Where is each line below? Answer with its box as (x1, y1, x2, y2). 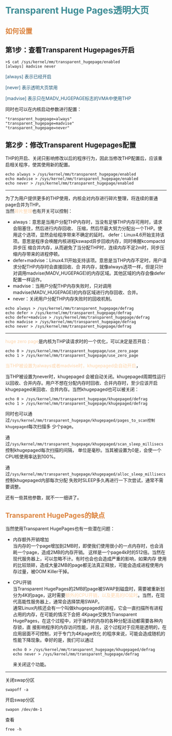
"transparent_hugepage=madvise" (5, 121, 74, 126)
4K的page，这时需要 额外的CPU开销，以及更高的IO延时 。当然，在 (21, 592, 160, 598)
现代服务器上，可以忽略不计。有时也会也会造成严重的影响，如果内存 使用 (12, 556, 167, 562)
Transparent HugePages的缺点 (5, 511, 105, 520)
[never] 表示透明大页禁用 (5, 85, 58, 91)
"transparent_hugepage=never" (5, 125, 70, 131)
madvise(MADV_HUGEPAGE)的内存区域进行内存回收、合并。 (12, 289, 141, 296)
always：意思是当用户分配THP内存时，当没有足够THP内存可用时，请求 (12, 219, 163, 225)
